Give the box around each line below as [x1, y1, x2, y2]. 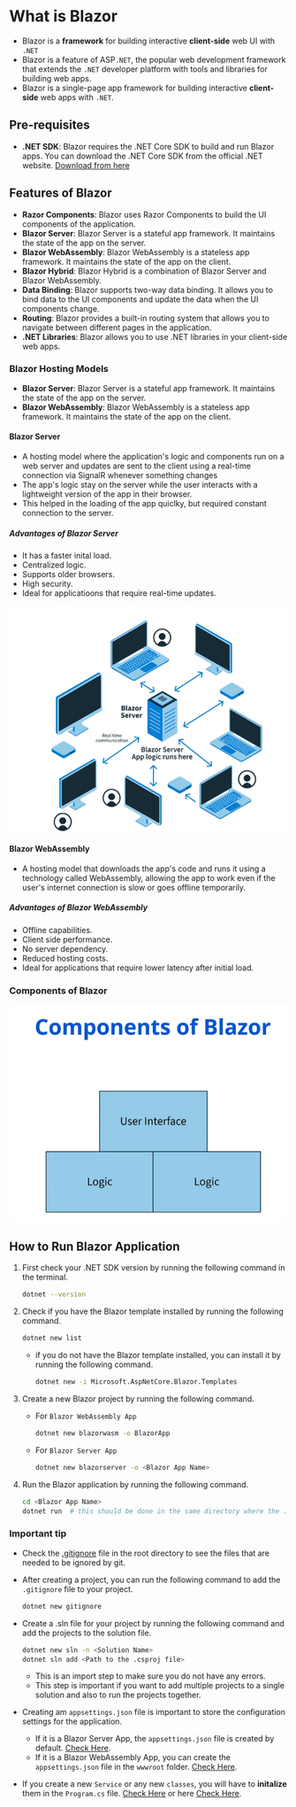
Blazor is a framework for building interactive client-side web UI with [21, 35, 276, 46]
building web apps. [21, 73, 92, 83]
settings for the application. [21, 1716, 122, 1727]
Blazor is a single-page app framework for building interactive [21, 82, 247, 93]
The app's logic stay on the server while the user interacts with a [21, 480, 258, 490]
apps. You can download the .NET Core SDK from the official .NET [21, 151, 263, 161]
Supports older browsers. [21, 569, 116, 580]
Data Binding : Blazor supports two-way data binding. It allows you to [21, 284, 274, 295]
